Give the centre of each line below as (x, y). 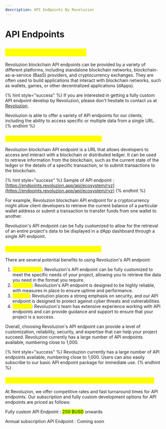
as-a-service (18, 75)
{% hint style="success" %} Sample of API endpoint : (60, 180)
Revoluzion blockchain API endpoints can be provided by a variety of (76, 64)
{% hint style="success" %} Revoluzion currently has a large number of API (83, 352)
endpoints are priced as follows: (38, 402)
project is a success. (33, 317)
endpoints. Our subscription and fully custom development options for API (81, 397)
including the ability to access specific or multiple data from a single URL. (80, 121)
